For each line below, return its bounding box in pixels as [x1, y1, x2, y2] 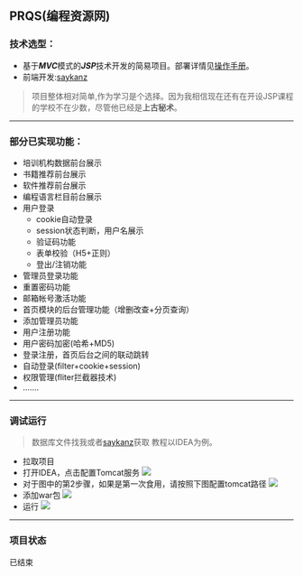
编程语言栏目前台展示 [22, 190, 102, 201]
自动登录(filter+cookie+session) [22, 360, 142, 371]
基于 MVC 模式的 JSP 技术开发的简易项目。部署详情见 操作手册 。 [22, 60, 254, 70]
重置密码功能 [22, 281, 70, 292]
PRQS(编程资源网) [9, 8, 111, 24]
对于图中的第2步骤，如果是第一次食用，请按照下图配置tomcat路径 [22, 478, 268, 489]
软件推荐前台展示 [22, 180, 87, 190]
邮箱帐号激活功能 [22, 293, 87, 303]
